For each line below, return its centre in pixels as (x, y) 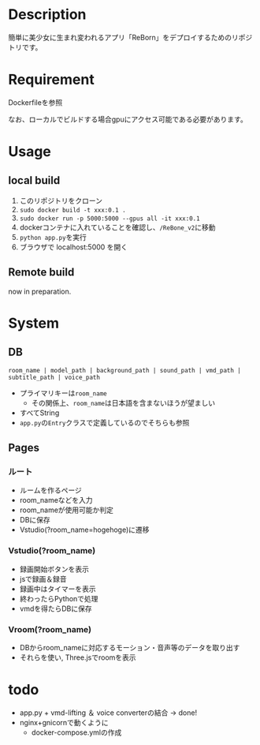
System (34, 323)
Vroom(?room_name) (50, 629)
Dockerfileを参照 (35, 102)
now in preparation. (40, 291)
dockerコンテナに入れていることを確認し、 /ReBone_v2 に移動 (117, 227)
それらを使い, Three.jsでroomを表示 (78, 657)
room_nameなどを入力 (56, 500)
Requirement (51, 80)
